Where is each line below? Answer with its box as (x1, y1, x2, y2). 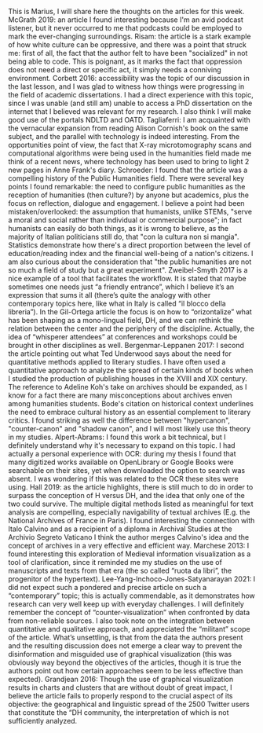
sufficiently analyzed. (8, 717, 78, 725)
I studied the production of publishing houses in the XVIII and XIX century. (8, 374, 247, 383)
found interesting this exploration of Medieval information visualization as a (8, 549, 251, 559)
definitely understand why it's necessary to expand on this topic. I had (8, 441, 236, 450)
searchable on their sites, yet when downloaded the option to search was (8, 466, 246, 475)
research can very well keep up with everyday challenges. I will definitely (8, 599, 245, 608)
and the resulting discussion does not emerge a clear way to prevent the (8, 641, 243, 651)
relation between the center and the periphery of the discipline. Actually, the (8, 324, 255, 333)
